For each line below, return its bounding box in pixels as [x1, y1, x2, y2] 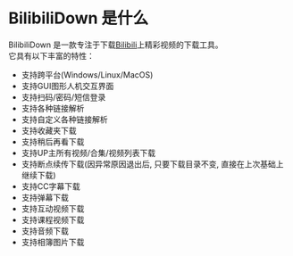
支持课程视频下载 [21, 214, 85, 225]
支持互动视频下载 [21, 202, 85, 214]
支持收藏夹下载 [21, 125, 77, 136]
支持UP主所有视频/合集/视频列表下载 [21, 147, 156, 158]
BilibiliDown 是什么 [8, 8, 149, 29]
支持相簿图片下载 [21, 236, 85, 247]
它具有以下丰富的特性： [8, 50, 95, 61]
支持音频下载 [21, 225, 69, 236]
